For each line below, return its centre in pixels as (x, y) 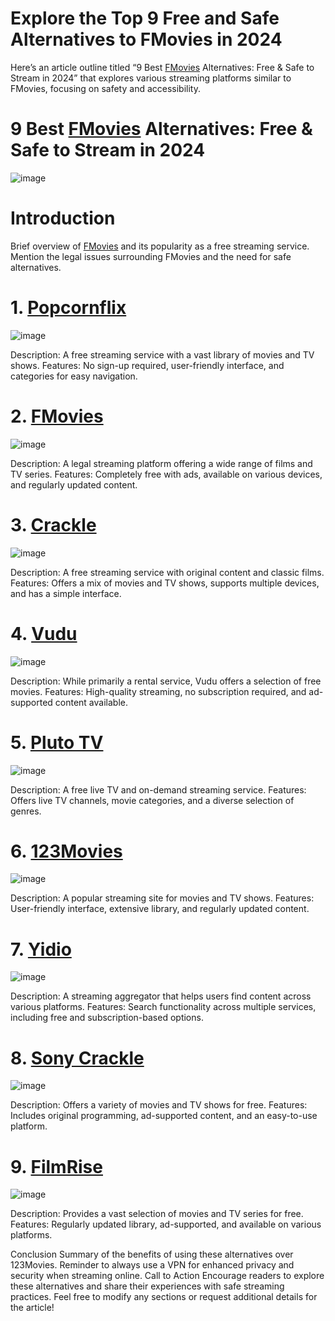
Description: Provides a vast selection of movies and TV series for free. (157, 1214)
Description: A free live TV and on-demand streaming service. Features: (158, 789)
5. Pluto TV (57, 742)
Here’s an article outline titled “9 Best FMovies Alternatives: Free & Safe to (162, 67)
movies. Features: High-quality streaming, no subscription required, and (158, 691)
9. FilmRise (56, 1166)
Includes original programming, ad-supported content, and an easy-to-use (164, 1116)
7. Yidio (41, 949)
